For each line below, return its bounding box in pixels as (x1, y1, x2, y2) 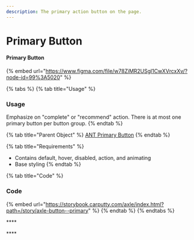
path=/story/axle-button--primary (6, 207, 89, 214)
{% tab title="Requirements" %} (6, 143, 84, 150)
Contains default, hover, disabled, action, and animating (14, 154, 151, 162)
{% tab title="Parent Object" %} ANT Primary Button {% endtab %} (6, 131, 170, 138)
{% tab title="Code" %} (6, 172, 63, 179)
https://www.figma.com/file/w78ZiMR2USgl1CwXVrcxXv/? (45, 68, 188, 75)
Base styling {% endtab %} (14, 161, 81, 168)
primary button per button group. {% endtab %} (6, 120, 123, 127)
